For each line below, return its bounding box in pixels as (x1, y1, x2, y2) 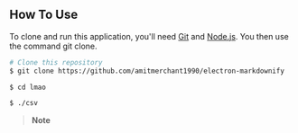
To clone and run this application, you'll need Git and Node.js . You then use (9, 31, 289, 41)
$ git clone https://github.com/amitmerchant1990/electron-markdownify (9, 66, 284, 75)
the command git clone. (9, 40, 98, 51)
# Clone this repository (9, 58, 103, 66)
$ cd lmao (9, 83, 47, 92)
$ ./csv (9, 99, 39, 108)
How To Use (9, 7, 79, 22)
